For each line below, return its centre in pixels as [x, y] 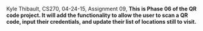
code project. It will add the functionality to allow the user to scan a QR [97, 15]
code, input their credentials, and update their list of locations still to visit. [101, 22]
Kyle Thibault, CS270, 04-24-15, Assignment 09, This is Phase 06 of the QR [101, 9]
